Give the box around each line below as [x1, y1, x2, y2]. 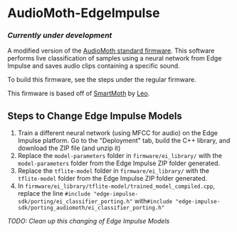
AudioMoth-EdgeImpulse [7, 5, 160, 21]
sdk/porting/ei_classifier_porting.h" [17, 198, 133, 206]
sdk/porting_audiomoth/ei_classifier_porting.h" [17, 204, 165, 211]
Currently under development [7, 31, 112, 41]
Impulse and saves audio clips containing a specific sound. [7, 62, 180, 70]
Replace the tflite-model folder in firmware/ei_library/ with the [17, 167, 210, 175]
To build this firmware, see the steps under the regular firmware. [7, 75, 197, 84]
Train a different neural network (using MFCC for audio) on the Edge [17, 129, 218, 137]
